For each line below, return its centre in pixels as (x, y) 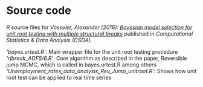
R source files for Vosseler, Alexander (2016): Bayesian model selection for (99, 27)
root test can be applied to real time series (59, 77)
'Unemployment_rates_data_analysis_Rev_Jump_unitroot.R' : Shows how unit (101, 71)
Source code (39, 11)
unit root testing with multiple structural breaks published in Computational (100, 33)
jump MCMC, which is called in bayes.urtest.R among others (82, 65)
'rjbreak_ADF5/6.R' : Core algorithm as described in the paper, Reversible (97, 58)
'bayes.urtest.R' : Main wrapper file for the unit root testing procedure (92, 51)
